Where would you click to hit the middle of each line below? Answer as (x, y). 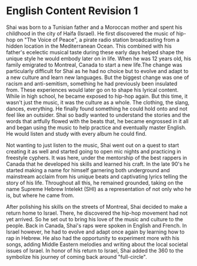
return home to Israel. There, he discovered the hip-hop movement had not (97, 213)
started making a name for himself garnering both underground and (88, 170)
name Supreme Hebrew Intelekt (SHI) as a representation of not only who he (99, 189)
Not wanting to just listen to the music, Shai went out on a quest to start (93, 145)
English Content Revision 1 (72, 11)
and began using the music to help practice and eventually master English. (96, 127)
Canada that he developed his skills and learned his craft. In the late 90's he (98, 164)
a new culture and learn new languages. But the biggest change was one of (98, 77)
